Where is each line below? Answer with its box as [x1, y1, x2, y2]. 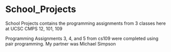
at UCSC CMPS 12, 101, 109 [5, 25, 63, 31]
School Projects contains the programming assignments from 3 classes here [5, 20, 166, 26]
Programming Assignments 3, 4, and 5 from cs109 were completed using [5, 35, 159, 41]
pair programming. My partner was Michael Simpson [5, 40, 116, 46]
